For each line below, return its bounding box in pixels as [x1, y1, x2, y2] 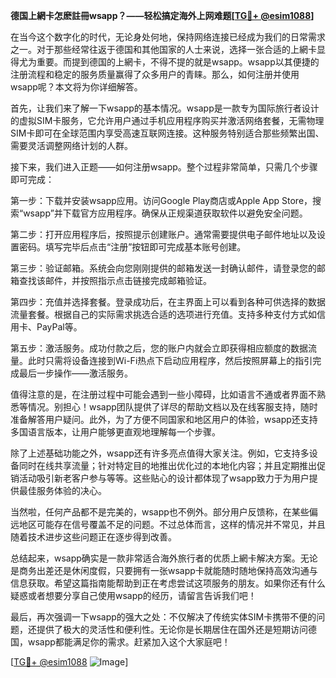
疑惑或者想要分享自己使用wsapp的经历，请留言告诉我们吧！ [10, 590, 257, 601]
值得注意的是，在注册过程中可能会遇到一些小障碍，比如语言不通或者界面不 [10, 389, 317, 400]
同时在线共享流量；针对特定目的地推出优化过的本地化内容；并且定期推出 [18, 460, 317, 471]
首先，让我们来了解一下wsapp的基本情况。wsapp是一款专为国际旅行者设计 [10, 102, 320, 114]
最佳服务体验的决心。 [18, 485, 107, 496]
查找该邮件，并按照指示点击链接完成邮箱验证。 [18, 275, 212, 286]
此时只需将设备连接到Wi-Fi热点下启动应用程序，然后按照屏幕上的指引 [27, 355, 313, 366]
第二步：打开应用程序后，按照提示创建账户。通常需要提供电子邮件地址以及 [10, 229, 317, 240]
